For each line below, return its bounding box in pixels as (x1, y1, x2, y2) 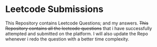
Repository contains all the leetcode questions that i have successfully (5, 25, 152, 31)
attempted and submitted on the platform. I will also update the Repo (5, 30, 148, 36)
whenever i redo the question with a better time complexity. (5, 36, 129, 42)
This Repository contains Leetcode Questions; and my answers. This (5, 20, 148, 26)
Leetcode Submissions (5, 3, 104, 15)
